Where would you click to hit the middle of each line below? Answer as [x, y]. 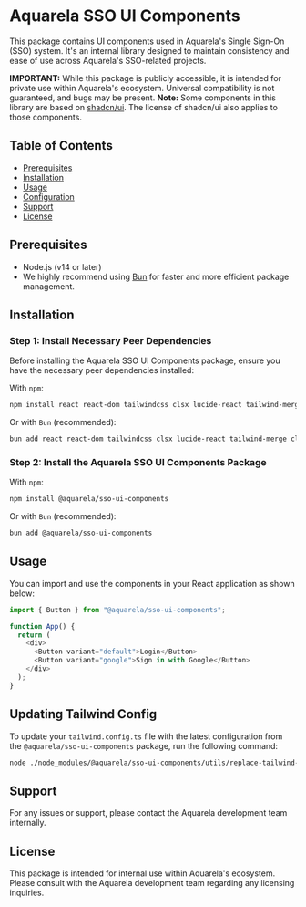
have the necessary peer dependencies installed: [102, 370]
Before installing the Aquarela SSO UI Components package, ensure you [145, 360]
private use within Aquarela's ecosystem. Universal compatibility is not [142, 88]
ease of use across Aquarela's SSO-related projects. [108, 60]
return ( [34, 635]
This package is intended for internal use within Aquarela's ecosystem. [143, 873]
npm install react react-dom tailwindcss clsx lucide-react [126, 405]
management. [49, 286]
